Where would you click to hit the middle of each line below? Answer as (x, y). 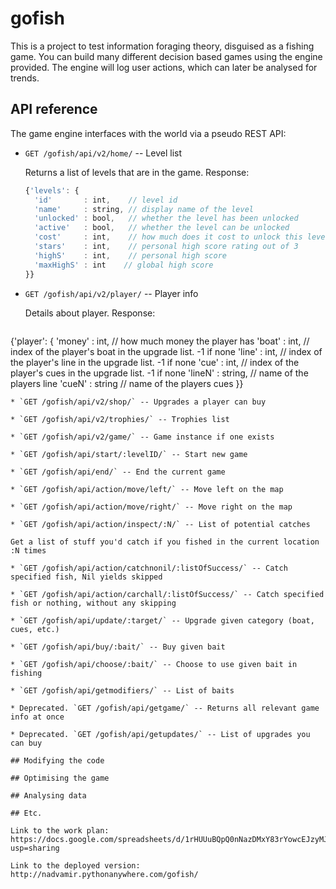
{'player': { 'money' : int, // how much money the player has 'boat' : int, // (160, 341)
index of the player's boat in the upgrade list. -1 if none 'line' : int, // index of (166, 351)
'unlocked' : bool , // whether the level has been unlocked (166, 218)
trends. (25, 78)
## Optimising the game (60, 778)
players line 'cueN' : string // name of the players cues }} (127, 383)
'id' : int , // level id (106, 200)
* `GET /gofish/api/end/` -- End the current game (118, 472)
